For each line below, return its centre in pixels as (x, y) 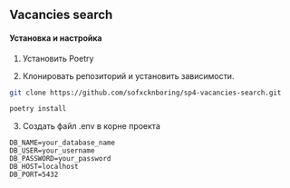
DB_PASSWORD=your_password (60, 159)
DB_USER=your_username (52, 151)
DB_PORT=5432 (34, 175)
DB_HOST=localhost (44, 167)
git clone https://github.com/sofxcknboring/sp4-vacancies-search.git (145, 93)
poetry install (38, 109)
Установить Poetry (58, 58)
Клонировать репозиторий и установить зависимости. (128, 75)
